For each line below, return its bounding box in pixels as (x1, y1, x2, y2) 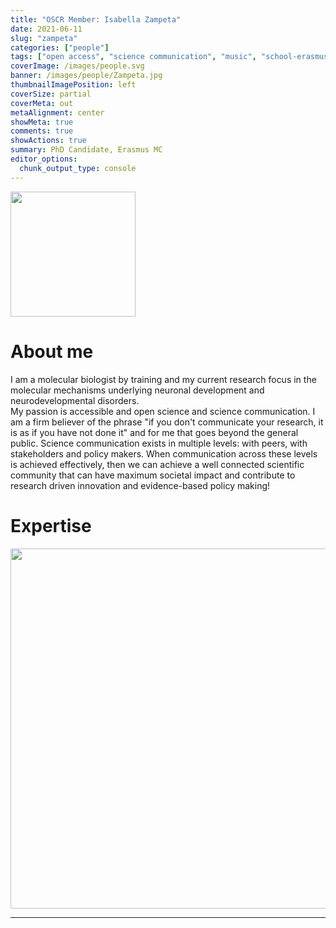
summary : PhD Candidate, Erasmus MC (10, 145, 163, 155)
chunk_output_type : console (19, 163, 137, 173)
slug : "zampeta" (10, 33, 78, 43)
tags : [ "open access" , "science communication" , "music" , (10, 52, 257, 62)
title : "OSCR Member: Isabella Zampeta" (10, 14, 182, 25)
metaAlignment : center (10, 107, 105, 118)
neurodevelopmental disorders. (10, 394, 140, 406)
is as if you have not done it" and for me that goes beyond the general (10, 426, 299, 438)
